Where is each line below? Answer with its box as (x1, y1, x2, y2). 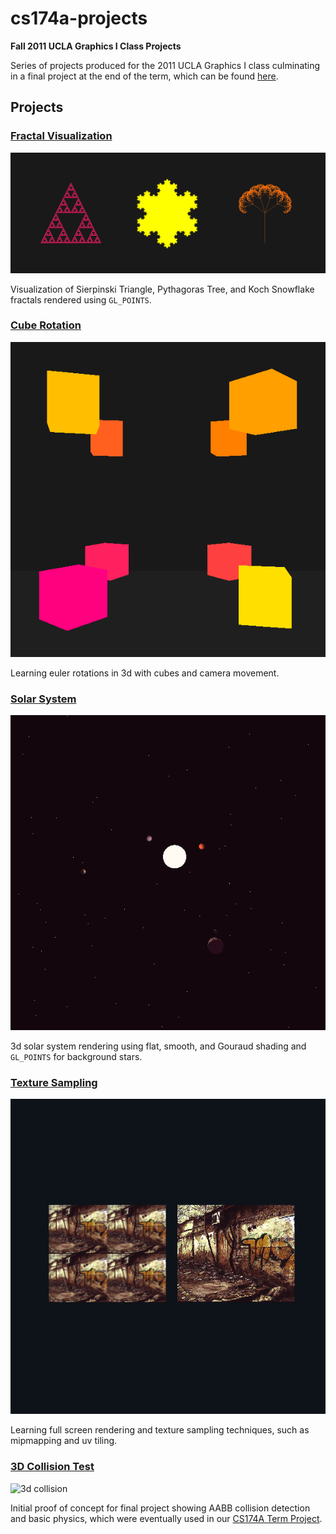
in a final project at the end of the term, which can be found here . (10, 70, 279, 82)
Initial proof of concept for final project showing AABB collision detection (10, 1502, 311, 1514)
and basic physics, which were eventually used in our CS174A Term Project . (10, 1512, 323, 1524)
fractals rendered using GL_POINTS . (10, 293, 152, 306)
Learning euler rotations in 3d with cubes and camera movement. (10, 667, 280, 679)
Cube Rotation (10, 318, 82, 332)
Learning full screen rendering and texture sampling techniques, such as (10, 1424, 310, 1436)
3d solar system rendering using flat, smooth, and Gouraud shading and (10, 1040, 307, 1052)
